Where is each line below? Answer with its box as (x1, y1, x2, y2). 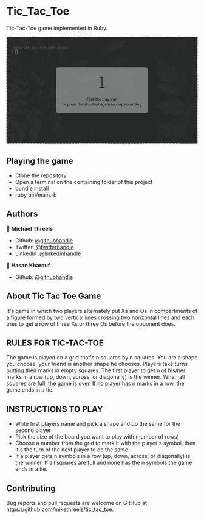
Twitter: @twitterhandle (15, 243, 74, 250)
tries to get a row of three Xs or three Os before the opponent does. (6, 320, 176, 327)
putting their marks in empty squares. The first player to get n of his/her (6, 367, 186, 374)
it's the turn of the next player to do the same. (15, 446, 130, 453)
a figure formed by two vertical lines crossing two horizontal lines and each (6, 314, 195, 321)
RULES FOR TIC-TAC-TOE (6, 337, 104, 348)
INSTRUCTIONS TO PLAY (6, 404, 103, 414)
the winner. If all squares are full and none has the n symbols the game (15, 459, 192, 467)
